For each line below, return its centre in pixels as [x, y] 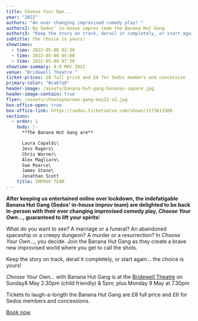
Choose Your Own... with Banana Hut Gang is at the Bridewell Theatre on [95, 277]
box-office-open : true [34, 105]
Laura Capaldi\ [40, 143]
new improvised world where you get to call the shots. [72, 247]
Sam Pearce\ [36, 165]
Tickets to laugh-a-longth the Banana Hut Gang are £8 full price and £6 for [97, 294]
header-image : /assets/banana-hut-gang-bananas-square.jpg [80, 89]
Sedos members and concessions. [48, 301]
